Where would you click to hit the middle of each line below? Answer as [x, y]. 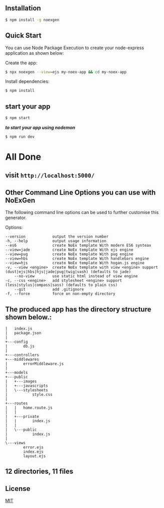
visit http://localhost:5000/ [50, 175]
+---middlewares [22, 360]
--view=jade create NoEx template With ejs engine [69, 250]
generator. [16, 218]
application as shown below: [35, 53]
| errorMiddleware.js [35, 364]
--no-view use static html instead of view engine [76, 276]
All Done [23, 157]
